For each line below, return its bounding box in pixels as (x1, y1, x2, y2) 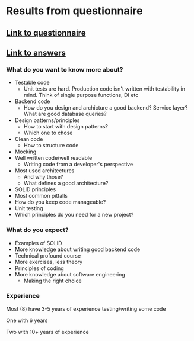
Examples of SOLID (14, 239, 62, 246)
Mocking (14, 148, 37, 155)
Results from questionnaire (6, 4, 143, 18)
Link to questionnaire (6, 28, 86, 38)
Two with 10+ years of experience (6, 328, 89, 335)
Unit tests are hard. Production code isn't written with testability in (23, 85, 186, 92)
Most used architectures (14, 167, 75, 174)
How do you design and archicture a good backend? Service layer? (23, 104, 188, 111)
